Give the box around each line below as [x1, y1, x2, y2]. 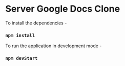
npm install [5, 32, 35, 38]
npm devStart [5, 55, 38, 61]
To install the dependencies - [5, 20, 67, 26]
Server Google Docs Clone [5, 3, 120, 15]
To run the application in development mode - [5, 43, 102, 49]
